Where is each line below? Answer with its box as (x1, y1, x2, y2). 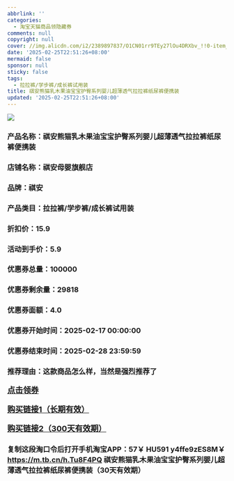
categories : (7, 17, 42, 24)
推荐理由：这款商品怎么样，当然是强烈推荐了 (7, 367, 157, 377)
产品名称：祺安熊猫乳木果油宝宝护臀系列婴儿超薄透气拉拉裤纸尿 (7, 132, 221, 141)
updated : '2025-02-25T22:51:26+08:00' (7, 95, 120, 102)
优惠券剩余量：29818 (7, 285, 79, 294)
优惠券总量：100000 (7, 265, 78, 274)
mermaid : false (7, 56, 52, 63)
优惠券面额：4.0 (7, 306, 62, 315)
